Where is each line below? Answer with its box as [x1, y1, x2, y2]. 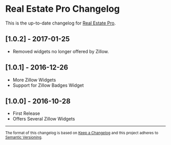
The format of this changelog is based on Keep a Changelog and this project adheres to [5, 131, 159, 136]
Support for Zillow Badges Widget [12, 82, 84, 88]
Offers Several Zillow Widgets [12, 116, 75, 122]
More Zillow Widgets [12, 77, 56, 83]
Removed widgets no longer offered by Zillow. [12, 48, 109, 54]
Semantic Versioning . [5, 135, 43, 140]
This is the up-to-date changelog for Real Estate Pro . [5, 20, 116, 26]
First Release [12, 110, 40, 116]
